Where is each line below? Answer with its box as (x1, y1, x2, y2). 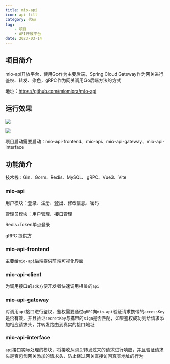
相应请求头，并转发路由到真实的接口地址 (9, 321, 95, 327)
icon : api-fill (5, 12, 38, 17)
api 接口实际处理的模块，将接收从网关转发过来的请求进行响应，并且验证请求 (5, 346, 164, 353)
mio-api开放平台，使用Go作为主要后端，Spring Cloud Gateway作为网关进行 (5, 71, 164, 77)
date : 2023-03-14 (5, 36, 42, 41)
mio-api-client (5, 270, 42, 278)
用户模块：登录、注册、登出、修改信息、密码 (5, 200, 99, 206)
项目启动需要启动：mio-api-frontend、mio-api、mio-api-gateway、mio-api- (5, 138, 165, 144)
